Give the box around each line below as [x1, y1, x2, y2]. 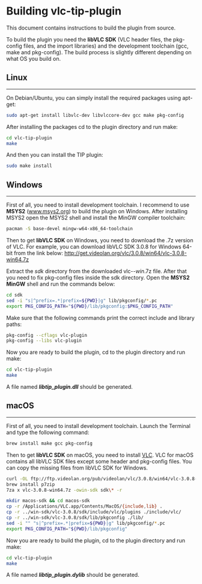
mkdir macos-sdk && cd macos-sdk [6, 498, 90, 504]
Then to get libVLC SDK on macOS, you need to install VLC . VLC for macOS [6, 451, 194, 459]
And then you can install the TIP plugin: [6, 151, 103, 159]
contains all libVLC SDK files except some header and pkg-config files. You [6, 457, 192, 465]
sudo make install [6, 163, 52, 169]
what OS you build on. [6, 55, 61, 62]
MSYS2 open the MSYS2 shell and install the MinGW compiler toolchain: [6, 214, 186, 221]
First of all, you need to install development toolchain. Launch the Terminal [6, 422, 191, 429]
